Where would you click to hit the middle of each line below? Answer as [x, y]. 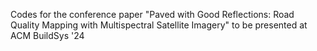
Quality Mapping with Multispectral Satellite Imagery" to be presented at [159, 25]
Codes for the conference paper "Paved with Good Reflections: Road [152, 14]
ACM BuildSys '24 [47, 35]
